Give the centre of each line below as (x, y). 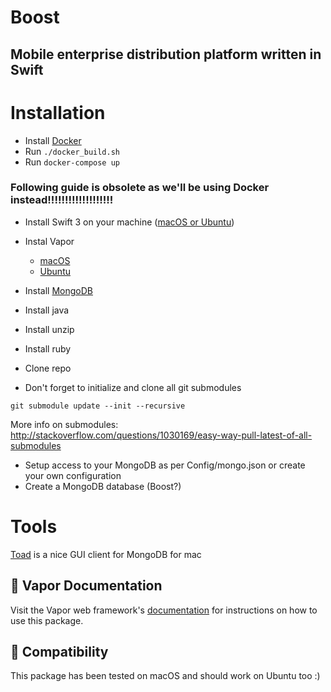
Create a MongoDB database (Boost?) (103, 486)
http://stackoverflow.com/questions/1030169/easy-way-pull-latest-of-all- (161, 435)
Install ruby (48, 348)
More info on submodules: (64, 424)
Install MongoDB (59, 290)
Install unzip (49, 329)
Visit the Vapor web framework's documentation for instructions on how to (164, 610)
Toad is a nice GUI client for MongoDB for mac (106, 554)
